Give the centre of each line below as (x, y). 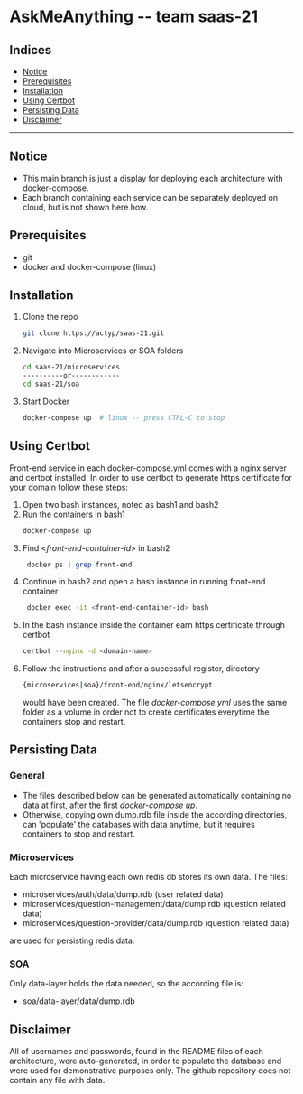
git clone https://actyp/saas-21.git (93, 333)
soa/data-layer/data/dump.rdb (78, 1001)
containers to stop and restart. (78, 834)
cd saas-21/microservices (71, 368)
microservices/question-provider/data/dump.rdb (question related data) (156, 922)
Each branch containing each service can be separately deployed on (150, 197)
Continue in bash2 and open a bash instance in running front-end (144, 582)
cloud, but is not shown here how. (85, 207)
